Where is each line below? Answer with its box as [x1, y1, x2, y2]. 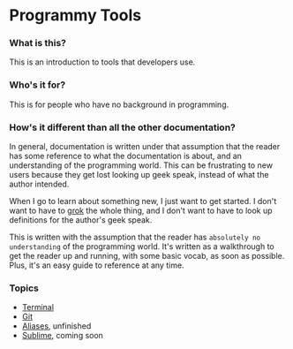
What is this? [9, 37, 66, 49]
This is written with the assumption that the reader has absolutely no [9, 231, 261, 243]
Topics [9, 282, 40, 294]
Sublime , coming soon [21, 330, 104, 341]
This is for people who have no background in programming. [9, 99, 229, 110]
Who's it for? [9, 79, 66, 91]
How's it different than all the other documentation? [9, 121, 236, 133]
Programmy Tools [9, 5, 142, 26]
